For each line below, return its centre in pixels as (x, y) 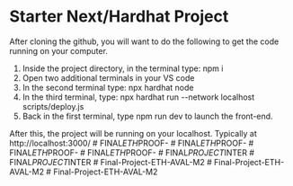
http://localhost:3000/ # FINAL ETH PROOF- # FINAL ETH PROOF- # (132, 143)
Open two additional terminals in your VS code (108, 77)
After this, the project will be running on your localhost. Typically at (133, 133)
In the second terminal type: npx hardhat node (108, 87)
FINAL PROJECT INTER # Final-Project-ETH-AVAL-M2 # (111, 162)
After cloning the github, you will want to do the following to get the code (144, 41)
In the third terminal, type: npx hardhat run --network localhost (138, 97)
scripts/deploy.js (53, 106)
